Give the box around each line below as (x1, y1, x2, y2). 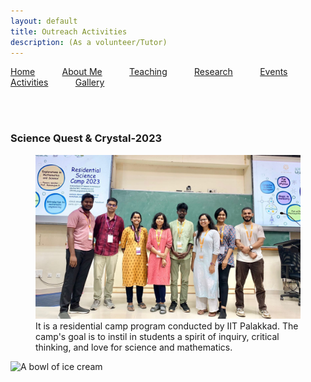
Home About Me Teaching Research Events (10, 66, 288, 78)
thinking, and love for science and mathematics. (35, 341, 233, 354)
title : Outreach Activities (10, 26, 128, 37)
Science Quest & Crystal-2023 (10, 131, 163, 145)
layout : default (10, 16, 78, 26)
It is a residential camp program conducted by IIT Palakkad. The (35, 320, 299, 332)
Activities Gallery (10, 76, 105, 89)
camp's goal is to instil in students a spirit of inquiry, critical (35, 331, 280, 343)
